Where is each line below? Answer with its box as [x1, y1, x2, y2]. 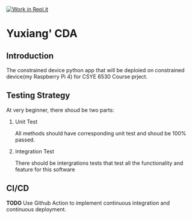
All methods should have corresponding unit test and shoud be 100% [14, 129, 187, 137]
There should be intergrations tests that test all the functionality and [14, 159, 184, 167]
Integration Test [14, 147, 54, 155]
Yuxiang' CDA [6, 27, 78, 40]
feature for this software [14, 165, 75, 173]
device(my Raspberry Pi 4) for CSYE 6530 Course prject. [6, 73, 148, 80]
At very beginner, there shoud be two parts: [6, 106, 114, 114]
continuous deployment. [6, 205, 67, 213]
